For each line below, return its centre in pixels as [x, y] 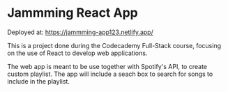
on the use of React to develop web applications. [77, 53]
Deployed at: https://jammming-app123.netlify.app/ [80, 32]
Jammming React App [73, 13]
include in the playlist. [38, 81]
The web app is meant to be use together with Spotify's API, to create [107, 66]
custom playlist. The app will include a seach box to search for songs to [110, 74]
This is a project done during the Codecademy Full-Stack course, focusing [114, 45]
